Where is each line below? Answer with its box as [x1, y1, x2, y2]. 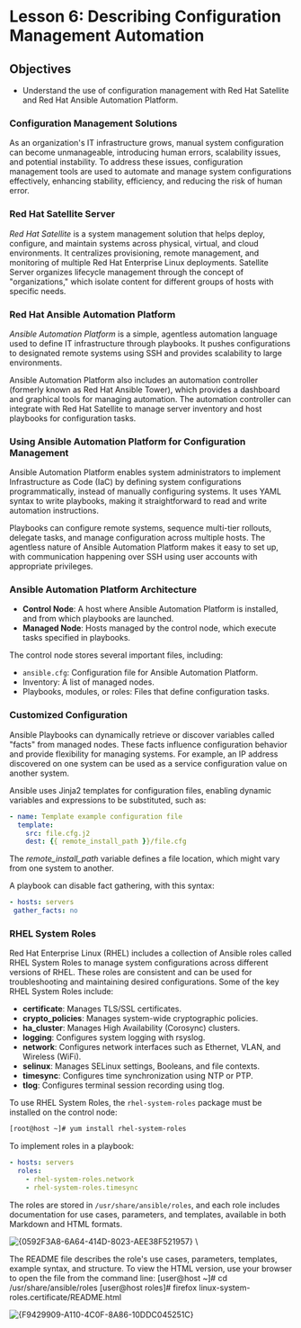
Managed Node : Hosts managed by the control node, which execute [22, 623, 277, 633]
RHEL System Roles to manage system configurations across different [9, 957, 269, 968]
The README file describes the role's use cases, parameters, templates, [9, 1253, 278, 1264]
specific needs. [9, 285, 66, 296]
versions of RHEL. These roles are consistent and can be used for [9, 967, 252, 978]
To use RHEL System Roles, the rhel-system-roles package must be [9, 1098, 262, 1108]
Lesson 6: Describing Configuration [9, 6, 281, 27]
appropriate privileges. [9, 561, 93, 572]
